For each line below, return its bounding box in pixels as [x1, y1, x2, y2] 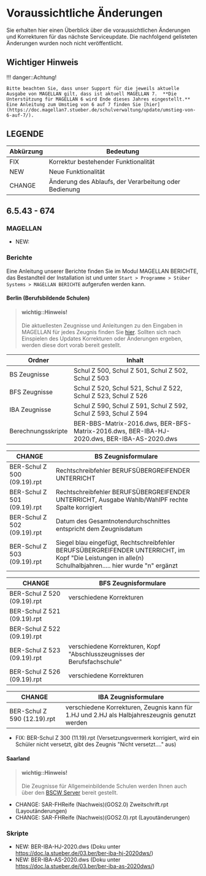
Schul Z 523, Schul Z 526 [73, 392, 148, 400]
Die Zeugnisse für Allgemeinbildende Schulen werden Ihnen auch [21, 782, 187, 790]
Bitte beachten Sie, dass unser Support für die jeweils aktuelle [6, 85, 180, 91]
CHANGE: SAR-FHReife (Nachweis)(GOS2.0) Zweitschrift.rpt [15, 801, 169, 809]
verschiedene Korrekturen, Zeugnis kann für [65, 703, 193, 712]
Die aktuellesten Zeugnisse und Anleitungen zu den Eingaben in [21, 322, 183, 329]
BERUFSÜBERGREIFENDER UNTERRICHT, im [56, 546, 185, 555]
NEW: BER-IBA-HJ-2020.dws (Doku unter [15, 843, 121, 850]
